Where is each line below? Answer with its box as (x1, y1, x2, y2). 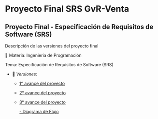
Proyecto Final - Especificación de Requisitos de (5, 23, 154, 31)
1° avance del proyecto (19, 81, 65, 86)
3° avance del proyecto (19, 99, 66, 105)
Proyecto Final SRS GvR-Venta (5, 3, 129, 15)
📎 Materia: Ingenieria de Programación (5, 52, 82, 58)
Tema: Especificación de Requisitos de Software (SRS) (5, 62, 114, 67)
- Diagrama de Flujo (19, 109, 59, 114)
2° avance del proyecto (19, 90, 66, 95)
